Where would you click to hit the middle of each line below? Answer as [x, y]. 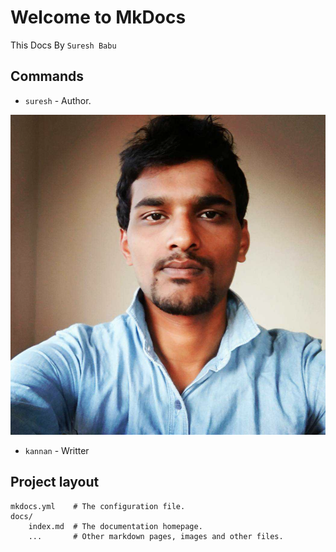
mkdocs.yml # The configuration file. [98, 506]
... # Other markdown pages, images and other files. [156, 536]
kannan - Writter [57, 450]
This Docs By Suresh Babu [63, 45]
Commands [47, 76]
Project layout [55, 482]
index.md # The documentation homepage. [115, 526]
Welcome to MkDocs [98, 17]
